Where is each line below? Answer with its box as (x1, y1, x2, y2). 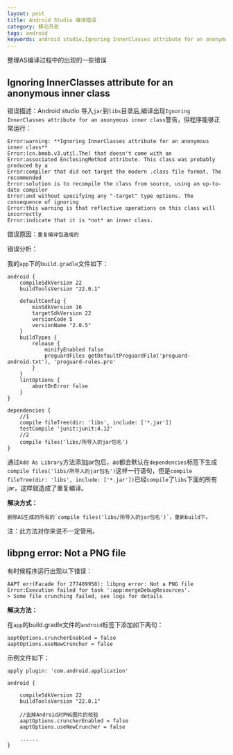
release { (32, 340, 60, 347)
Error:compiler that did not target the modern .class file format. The (7, 168, 222, 175)
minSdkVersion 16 (32, 304, 82, 310)
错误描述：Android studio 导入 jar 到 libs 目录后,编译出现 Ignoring (7, 106, 191, 115)
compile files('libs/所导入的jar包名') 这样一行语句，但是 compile (7, 466, 193, 474)
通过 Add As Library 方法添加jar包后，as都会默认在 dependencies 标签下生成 (7, 458, 217, 466)
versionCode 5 (32, 315, 73, 323)
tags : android (7, 29, 49, 37)
